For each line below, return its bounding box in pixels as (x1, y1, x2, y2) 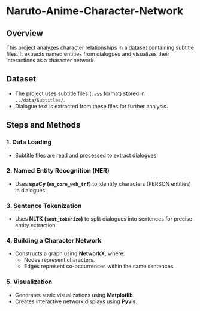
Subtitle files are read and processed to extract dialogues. (14, 152, 158, 159)
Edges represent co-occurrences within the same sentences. (23, 262, 175, 270)
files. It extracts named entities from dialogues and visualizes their (6, 50, 169, 58)
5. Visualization (6, 277, 53, 286)
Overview (6, 28, 44, 38)
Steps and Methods (6, 120, 81, 130)
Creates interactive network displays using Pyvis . (14, 298, 138, 305)
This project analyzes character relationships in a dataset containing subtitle (6, 44, 195, 51)
